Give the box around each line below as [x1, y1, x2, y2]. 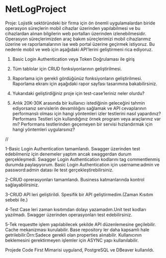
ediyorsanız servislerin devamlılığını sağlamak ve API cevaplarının [12, 105, 147, 111]
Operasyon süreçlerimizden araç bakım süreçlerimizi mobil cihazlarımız [5, 36, 151, 42]
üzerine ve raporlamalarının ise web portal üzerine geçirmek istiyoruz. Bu [5, 41, 155, 47]
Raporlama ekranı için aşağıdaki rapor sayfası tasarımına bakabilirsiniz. [12, 81, 158, 87]
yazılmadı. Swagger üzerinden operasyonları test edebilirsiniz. [5, 212, 133, 218]
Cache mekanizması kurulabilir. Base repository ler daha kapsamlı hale [5, 227, 150, 233]
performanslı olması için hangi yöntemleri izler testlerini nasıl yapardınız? [12, 111, 161, 117]
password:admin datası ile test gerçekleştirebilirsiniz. [5, 167, 113, 173]
